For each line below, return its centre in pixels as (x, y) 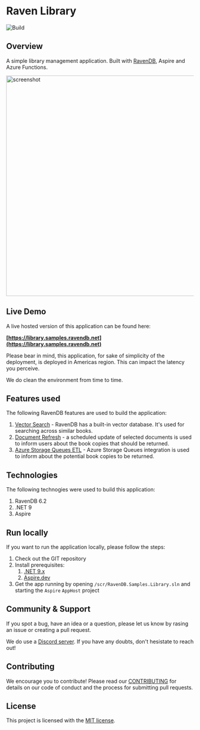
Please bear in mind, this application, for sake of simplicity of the (85, 355)
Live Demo (26, 312)
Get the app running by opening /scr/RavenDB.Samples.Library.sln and (102, 584)
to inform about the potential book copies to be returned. (85, 456)
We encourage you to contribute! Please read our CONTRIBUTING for (91, 681)
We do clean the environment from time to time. (65, 380)
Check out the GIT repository (50, 558)
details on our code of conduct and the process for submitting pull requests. (100, 687)
